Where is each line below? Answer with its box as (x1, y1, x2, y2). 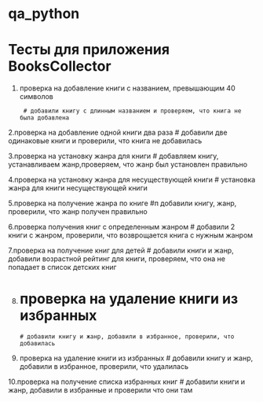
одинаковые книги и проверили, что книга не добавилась (8, 136, 203, 146)
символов (19, 92, 53, 101)
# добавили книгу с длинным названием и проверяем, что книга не (23, 107, 242, 115)
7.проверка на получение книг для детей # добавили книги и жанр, (8, 245, 234, 256)
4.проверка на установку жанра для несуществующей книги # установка (8, 175, 256, 185)
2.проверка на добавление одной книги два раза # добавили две (8, 127, 228, 138)
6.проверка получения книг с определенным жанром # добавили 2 (8, 222, 236, 232)
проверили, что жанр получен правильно (8, 207, 148, 216)
